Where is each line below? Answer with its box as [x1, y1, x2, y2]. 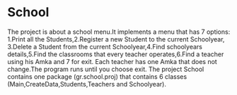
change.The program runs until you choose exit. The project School [7, 65, 204, 73]
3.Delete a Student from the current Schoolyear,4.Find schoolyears [7, 42, 203, 51]
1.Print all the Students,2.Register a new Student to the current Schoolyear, [7, 34, 225, 43]
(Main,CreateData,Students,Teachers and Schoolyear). [7, 80, 166, 88]
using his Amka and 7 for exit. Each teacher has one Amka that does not [7, 57, 217, 65]
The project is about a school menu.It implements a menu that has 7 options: [7, 27, 231, 36]
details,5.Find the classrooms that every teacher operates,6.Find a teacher [7, 50, 224, 58]
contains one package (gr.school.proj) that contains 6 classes [7, 72, 187, 81]
